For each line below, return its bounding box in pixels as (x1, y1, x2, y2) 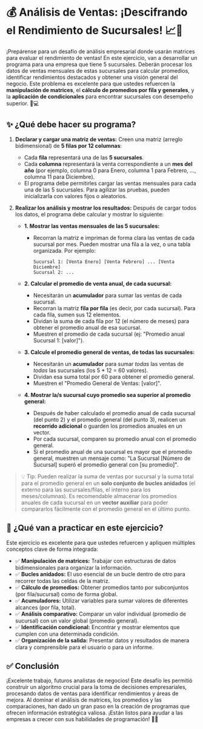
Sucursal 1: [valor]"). (33, 336, 85, 344)
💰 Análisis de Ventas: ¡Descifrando (6, 5, 188, 19)
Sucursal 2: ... (33, 269, 75, 275)
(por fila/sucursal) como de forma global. (15, 590, 118, 598)
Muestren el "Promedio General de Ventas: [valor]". (33, 379, 162, 387)
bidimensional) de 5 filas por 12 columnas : (15, 142, 122, 149)
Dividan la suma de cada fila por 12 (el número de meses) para (33, 317, 190, 325)
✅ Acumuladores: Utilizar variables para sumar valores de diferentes (15, 597, 188, 604)
